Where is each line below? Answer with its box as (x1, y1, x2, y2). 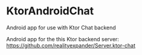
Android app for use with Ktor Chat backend (6, 24, 116, 31)
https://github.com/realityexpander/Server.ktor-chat (6, 42, 136, 49)
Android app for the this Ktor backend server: (6, 35, 120, 42)
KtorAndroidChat (6, 4, 94, 18)
